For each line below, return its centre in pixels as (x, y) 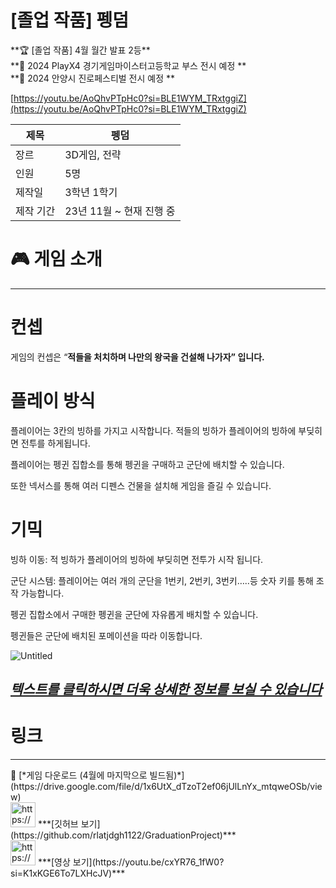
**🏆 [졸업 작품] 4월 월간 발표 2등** (80, 50)
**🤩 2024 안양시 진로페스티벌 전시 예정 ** (93, 78)
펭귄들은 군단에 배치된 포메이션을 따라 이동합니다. (106, 635)
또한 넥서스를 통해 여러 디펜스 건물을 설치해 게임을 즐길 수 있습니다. (141, 485)
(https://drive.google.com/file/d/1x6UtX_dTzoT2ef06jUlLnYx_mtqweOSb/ (160, 787)
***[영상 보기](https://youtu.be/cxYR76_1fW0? (131, 862)
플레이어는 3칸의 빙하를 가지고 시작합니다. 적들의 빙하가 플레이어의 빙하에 (153, 430)
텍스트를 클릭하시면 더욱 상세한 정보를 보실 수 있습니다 (166, 689)
